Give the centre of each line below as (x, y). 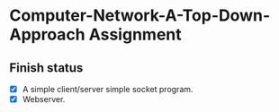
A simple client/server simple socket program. (108, 89)
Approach (47, 34)
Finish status (46, 68)
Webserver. (44, 99)
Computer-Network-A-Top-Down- (140, 16)
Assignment (135, 34)
